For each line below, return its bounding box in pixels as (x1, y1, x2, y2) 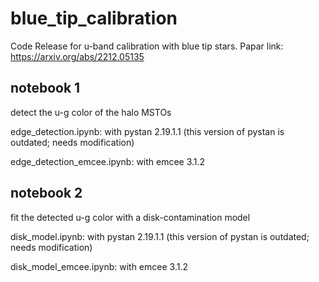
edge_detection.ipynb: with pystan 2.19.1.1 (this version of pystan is (10, 125, 285, 137)
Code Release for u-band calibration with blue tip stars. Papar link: (10, 40, 284, 52)
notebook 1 (10, 80, 81, 97)
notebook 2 (10, 185, 83, 202)
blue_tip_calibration (10, 7, 178, 30)
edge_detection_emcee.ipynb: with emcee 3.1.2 (10, 155, 206, 167)
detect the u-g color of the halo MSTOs (10, 106, 172, 118)
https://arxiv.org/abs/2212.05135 (10, 50, 145, 62)
